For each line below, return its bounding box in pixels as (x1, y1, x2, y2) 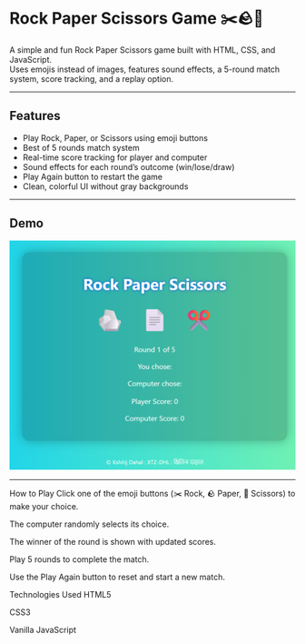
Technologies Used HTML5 (9, 589, 112, 600)
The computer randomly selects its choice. (9, 518, 170, 529)
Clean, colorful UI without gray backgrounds (22, 180, 189, 192)
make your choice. (9, 501, 79, 512)
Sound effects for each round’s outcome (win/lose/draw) (22, 161, 235, 172)
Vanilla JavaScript (9, 625, 77, 636)
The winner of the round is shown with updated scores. (9, 537, 216, 548)
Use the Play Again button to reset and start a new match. (9, 571, 225, 583)
